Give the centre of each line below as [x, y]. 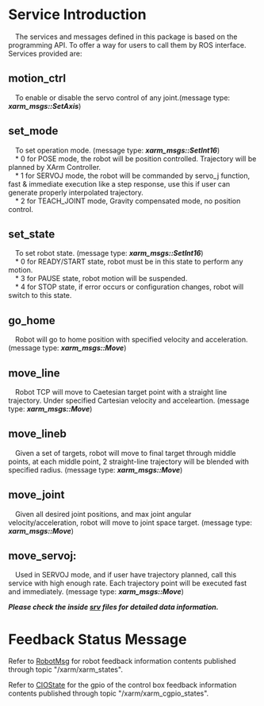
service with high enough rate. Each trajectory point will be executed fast [128, 583]
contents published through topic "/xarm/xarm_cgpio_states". [109, 693]
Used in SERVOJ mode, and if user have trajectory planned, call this [126, 575]
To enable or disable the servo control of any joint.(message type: [123, 98]
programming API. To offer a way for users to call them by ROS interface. [127, 44]
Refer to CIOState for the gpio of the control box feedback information [122, 685]
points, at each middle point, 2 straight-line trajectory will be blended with [129, 461]
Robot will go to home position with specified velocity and [109, 340]
